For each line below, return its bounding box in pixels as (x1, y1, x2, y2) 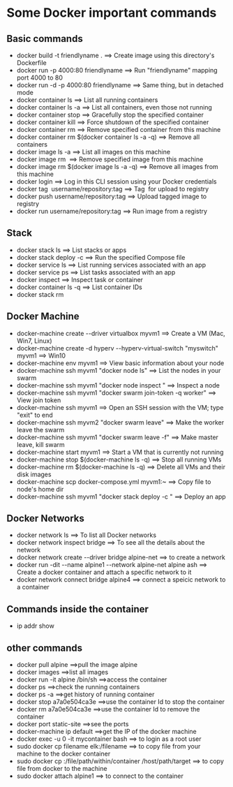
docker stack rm (16, 290, 64, 298)
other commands (6, 642, 83, 654)
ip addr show (16, 621, 55, 630)
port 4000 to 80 (16, 73, 63, 82)
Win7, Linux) (16, 337, 53, 345)
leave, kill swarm (16, 440, 66, 448)
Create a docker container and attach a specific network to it (16, 568, 192, 577)
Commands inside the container (6, 603, 149, 615)
